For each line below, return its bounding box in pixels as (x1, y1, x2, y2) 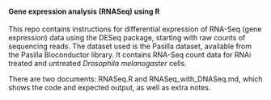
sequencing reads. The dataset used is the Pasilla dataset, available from (8, 41, 252, 52)
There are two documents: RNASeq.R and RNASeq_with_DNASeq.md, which (8, 74, 263, 84)
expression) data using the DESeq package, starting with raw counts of (8, 33, 246, 43)
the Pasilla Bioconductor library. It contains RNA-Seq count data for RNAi (8, 50, 252, 60)
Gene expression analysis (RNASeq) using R (8, 6, 160, 16)
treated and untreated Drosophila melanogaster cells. (8, 59, 188, 69)
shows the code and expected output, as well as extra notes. (8, 83, 211, 93)
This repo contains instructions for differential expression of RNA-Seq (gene (8, 24, 262, 34)
